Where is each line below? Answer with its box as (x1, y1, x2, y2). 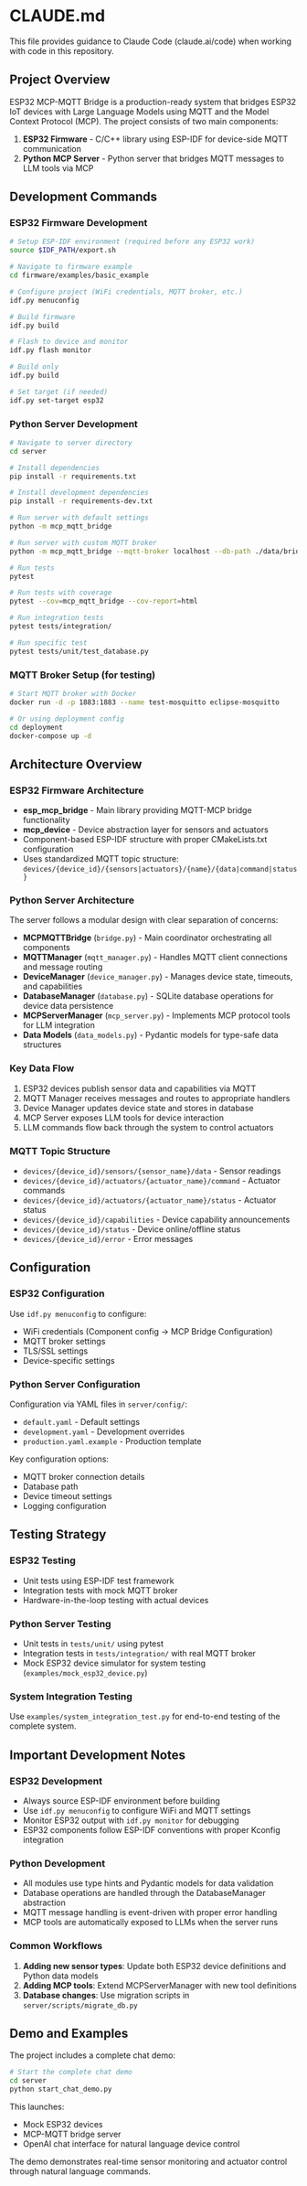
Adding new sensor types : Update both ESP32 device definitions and (22, 1960, 287, 1971)
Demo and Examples (9, 2025, 129, 2041)
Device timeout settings (22, 1490, 112, 1501)
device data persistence (22, 1001, 114, 1012)
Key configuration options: (9, 1453, 110, 1464)
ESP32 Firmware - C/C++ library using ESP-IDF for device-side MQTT (22, 134, 289, 145)
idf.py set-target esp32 (9, 395, 104, 405)
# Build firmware (9, 312, 76, 321)
